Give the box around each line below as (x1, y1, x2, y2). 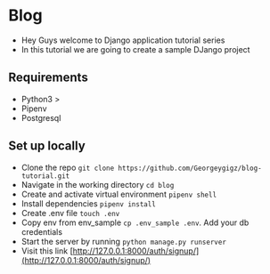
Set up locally (8, 139, 86, 154)
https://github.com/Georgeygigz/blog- (118, 164, 262, 173)
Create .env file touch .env (20, 207, 120, 218)
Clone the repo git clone (20, 162, 115, 173)
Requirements (8, 70, 88, 85)
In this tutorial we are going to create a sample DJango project (20, 44, 250, 54)
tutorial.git (20, 171, 70, 181)
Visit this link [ (20, 246, 73, 256)
